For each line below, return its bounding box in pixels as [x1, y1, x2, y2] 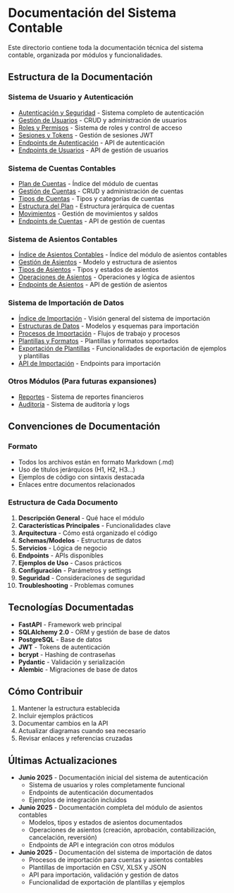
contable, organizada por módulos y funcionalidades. [8, 51, 163, 59]
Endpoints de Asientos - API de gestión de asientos [18, 281, 168, 289]
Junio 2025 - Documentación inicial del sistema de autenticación [18, 773, 209, 782]
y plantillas [18, 351, 50, 360]
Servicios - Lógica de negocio [18, 543, 108, 552]
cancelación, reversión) [28, 833, 97, 842]
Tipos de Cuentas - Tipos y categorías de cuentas [18, 194, 164, 202]
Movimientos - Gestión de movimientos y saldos [18, 209, 159, 218]
